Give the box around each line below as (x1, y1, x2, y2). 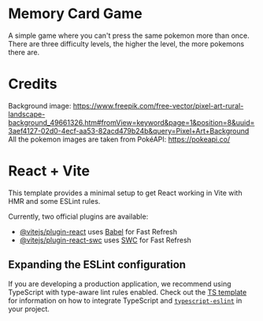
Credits (8, 76, 57, 93)
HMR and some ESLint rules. (8, 196, 101, 205)
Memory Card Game (8, 5, 143, 23)
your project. (8, 304, 50, 313)
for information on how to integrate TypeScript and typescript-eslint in (8, 296, 243, 305)
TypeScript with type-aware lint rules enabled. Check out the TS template (8, 287, 247, 297)
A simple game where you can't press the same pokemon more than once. (8, 31, 250, 40)
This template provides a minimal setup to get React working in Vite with (8, 188, 243, 197)
